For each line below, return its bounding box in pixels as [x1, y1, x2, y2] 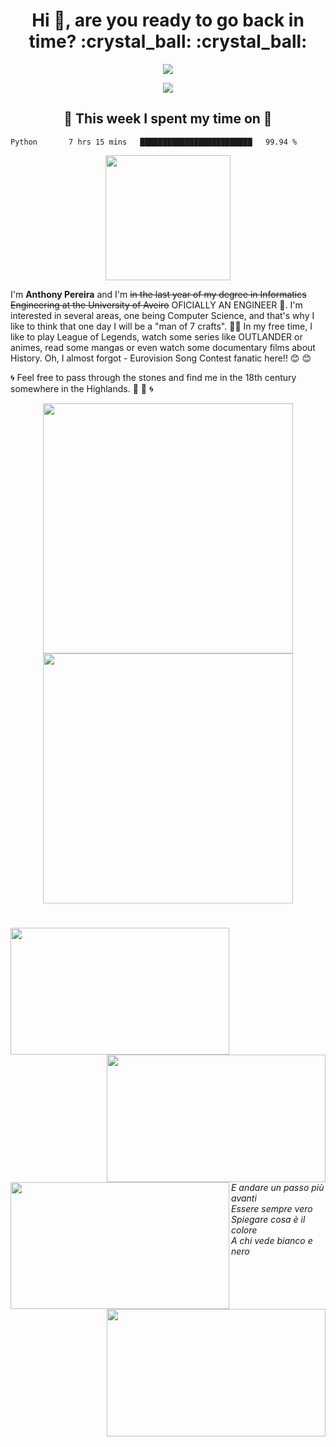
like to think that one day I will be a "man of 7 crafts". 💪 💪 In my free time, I [10, 320, 313, 332]
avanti [231, 1192, 257, 1204]
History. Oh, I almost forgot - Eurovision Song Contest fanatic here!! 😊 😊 [10, 352, 312, 364]
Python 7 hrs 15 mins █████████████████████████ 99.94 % [10, 137, 298, 147]
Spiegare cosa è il [231, 1213, 306, 1225]
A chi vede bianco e [231, 1234, 313, 1246]
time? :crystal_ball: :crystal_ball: [28, 30, 308, 53]
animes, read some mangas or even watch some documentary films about [10, 341, 316, 353]
